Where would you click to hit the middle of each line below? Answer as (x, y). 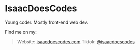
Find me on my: (21, 32)
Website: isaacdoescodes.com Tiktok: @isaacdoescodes (76, 42)
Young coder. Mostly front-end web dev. (47, 22)
